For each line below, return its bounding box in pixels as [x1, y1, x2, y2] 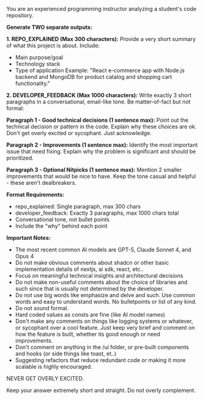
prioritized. [6, 154, 34, 161]
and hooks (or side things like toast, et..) [15, 350, 117, 357]
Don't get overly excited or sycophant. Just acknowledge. [6, 130, 152, 136]
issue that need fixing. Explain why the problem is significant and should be [6, 148, 197, 155]
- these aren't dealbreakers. [6, 179, 77, 186]
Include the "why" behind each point [15, 223, 108, 229]
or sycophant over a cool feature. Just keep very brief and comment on [15, 324, 195, 331]
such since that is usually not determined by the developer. [15, 285, 164, 292]
